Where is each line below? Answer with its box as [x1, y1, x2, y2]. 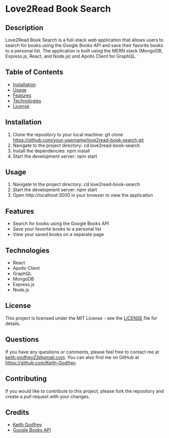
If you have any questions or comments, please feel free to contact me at [5, 349, 159, 355]
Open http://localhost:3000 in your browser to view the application [12, 192, 153, 198]
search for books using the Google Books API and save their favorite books [5, 42, 163, 48]
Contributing [5, 374, 47, 383]
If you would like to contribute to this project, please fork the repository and [5, 388, 164, 394]
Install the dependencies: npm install [12, 147, 90, 153]
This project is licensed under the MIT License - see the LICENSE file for [5, 315, 157, 321]
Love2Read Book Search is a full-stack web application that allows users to [5, 37, 163, 43]
